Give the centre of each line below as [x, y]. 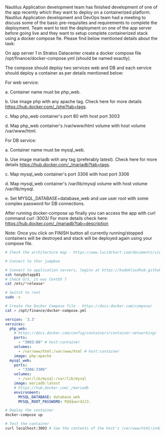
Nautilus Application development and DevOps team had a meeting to [76, 17]
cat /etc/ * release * [25, 284]
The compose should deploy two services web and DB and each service [78, 68]
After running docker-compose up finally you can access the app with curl [80, 213]
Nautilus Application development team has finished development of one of [82, 7]
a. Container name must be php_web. [43, 92]
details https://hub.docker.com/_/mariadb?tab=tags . [58, 165]
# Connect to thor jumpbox [33, 261]
